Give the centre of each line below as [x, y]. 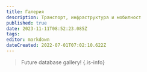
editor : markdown [28, 40]
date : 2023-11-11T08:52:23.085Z [47, 28]
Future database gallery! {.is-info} [63, 62]
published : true [27, 23]
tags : [13, 34]
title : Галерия [25, 12]
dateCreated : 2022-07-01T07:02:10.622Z [56, 46]
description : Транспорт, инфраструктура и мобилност [74, 17]
